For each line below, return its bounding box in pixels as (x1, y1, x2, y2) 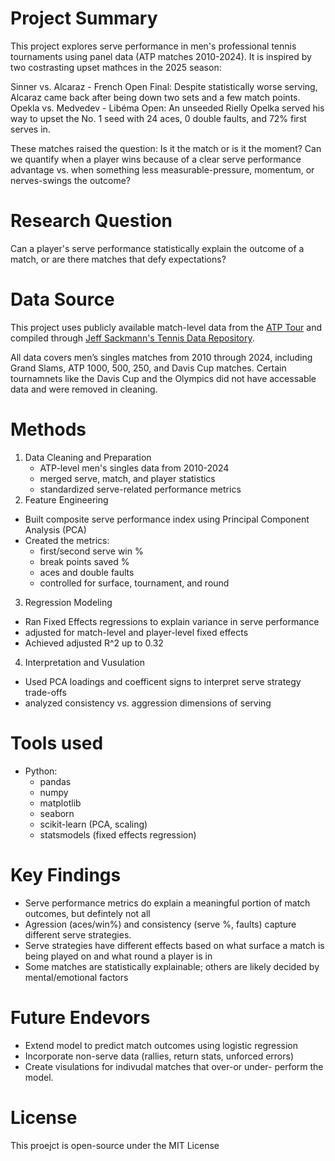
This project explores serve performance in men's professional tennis (10, 40, 297, 52)
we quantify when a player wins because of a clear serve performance (10, 153, 302, 165)
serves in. (10, 123, 51, 135)
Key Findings (10, 863, 122, 886)
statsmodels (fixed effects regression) (39, 828, 197, 841)
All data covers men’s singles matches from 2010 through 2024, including (10, 351, 313, 363)
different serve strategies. (24, 928, 132, 941)
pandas (39, 775, 72, 787)
